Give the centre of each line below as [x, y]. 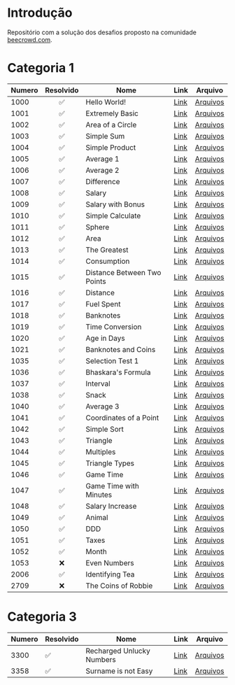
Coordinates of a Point [122, 418]
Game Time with [113, 486]
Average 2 [102, 170]
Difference [103, 181]
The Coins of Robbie [119, 586]
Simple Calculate [113, 216]
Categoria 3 [42, 617]
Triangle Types [110, 463]
